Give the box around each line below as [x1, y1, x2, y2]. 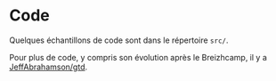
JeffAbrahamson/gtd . [9, 61, 88, 72]
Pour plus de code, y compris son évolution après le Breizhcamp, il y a [9, 52, 267, 62]
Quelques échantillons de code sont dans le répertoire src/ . [9, 35, 229, 45]
